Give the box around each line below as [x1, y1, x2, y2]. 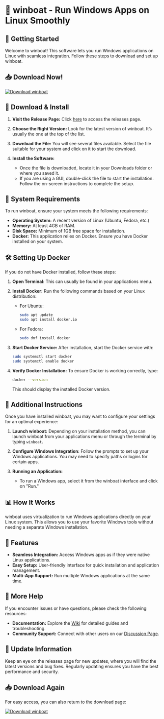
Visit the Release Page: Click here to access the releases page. [12, 116, 141, 122]
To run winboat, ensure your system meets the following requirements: [5, 208, 148, 214]
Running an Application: [12, 469, 63, 475]
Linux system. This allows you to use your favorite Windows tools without [5, 519, 154, 525]
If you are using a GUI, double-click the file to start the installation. [19, 175, 154, 181]
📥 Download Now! [5, 73, 63, 81]
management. [12, 567, 41, 573]
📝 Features [5, 538, 39, 547]
